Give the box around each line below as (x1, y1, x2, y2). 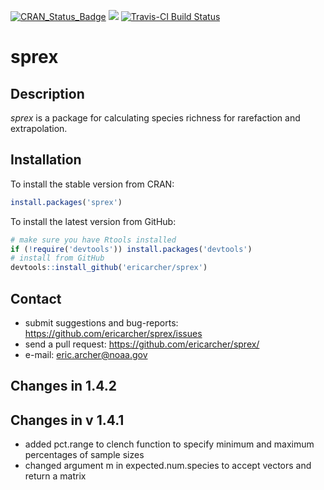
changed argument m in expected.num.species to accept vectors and (24, 460, 312, 472)
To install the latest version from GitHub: (10, 215, 177, 227)
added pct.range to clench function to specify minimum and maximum (24, 438, 315, 450)
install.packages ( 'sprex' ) (10, 197, 123, 207)
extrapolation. (10, 123, 68, 134)
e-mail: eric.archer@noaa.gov (24, 349, 148, 360)
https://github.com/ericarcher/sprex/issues (24, 328, 203, 339)
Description (10, 85, 85, 102)
